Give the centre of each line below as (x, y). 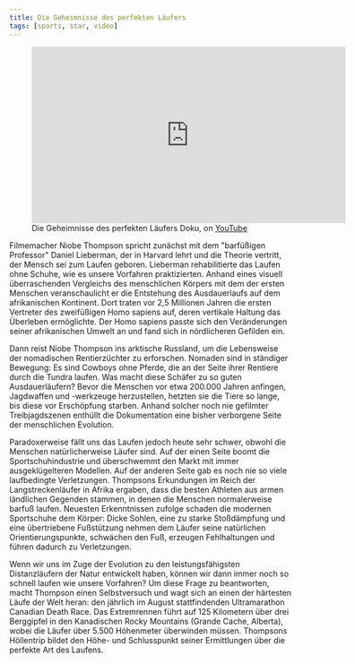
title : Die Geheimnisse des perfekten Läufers (98, 17)
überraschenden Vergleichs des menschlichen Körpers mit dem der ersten (147, 283)
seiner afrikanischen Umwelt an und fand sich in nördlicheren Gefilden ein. (147, 331)
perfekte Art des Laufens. (56, 650)
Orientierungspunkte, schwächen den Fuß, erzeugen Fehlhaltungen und (142, 537)
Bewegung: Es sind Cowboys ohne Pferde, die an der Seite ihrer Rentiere (144, 367)
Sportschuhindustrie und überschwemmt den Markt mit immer (124, 461)
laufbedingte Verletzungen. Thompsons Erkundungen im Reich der (133, 479)
